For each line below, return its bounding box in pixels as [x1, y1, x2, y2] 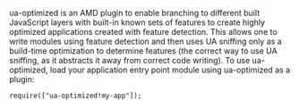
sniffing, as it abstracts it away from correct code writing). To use [9, 55, 251, 65]
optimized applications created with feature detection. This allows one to [9, 27, 278, 37]
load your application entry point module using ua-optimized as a [49, 64, 291, 75]
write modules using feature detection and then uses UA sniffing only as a [9, 36, 282, 46]
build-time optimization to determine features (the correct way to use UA [9, 46, 278, 56]
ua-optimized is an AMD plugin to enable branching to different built [9, 8, 261, 18]
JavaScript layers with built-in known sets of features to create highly [9, 17, 266, 28]
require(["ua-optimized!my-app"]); [9, 91, 142, 100]
